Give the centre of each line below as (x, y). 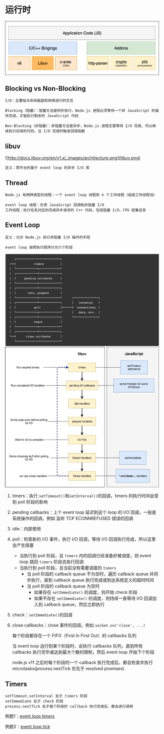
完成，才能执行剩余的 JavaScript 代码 (44, 116)
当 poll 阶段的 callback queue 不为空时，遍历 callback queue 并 (90, 574)
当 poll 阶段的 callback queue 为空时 (63, 586)
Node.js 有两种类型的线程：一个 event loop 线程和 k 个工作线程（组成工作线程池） (81, 195)
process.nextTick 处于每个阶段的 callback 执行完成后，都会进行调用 (69, 707)
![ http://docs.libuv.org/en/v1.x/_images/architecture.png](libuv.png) (73, 158)
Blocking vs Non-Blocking (46, 88)
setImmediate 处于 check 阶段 (34, 701)
